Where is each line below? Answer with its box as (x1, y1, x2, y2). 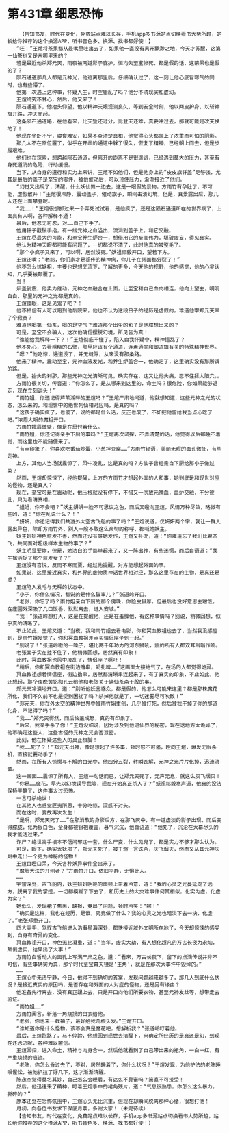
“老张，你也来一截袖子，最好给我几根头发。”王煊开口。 (16, 1018, 148, 1025)
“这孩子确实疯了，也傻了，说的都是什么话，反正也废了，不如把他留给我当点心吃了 (16, 409, 213, 416)
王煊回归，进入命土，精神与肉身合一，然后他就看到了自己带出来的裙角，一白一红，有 (16, 1047, 220, 1054)
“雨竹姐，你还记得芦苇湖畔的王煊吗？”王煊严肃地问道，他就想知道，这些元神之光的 (16, 395, 216, 401)
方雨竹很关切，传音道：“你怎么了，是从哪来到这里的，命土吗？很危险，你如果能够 (16, 379, 213, 387)
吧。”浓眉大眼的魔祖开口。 (7, 416, 69, 423)
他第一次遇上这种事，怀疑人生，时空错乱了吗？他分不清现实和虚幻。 (16, 88, 179, 96)
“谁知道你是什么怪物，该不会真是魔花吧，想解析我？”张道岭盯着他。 (16, 1025, 180, 1032)
